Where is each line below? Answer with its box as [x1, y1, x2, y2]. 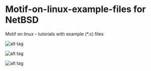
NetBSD [5, 14, 39, 26]
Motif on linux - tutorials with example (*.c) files [5, 31, 104, 37]
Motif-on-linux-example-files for [5, 4, 146, 15]
